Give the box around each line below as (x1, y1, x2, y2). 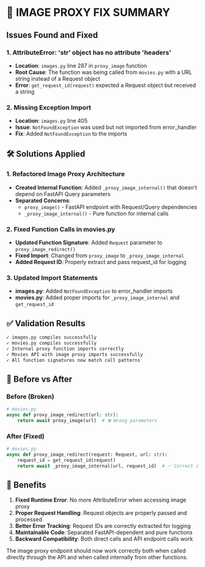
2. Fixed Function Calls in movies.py (6, 225, 115, 233)
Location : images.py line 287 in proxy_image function (15, 62, 148, 69)
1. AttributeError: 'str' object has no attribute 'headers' (6, 48, 172, 57)
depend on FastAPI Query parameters (15, 190, 111, 197)
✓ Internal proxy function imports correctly (6, 346, 124, 352)
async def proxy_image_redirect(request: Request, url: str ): (6, 452, 168, 458)
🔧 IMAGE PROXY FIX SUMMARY (6, 5, 171, 20)
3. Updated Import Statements (6, 274, 98, 282)
